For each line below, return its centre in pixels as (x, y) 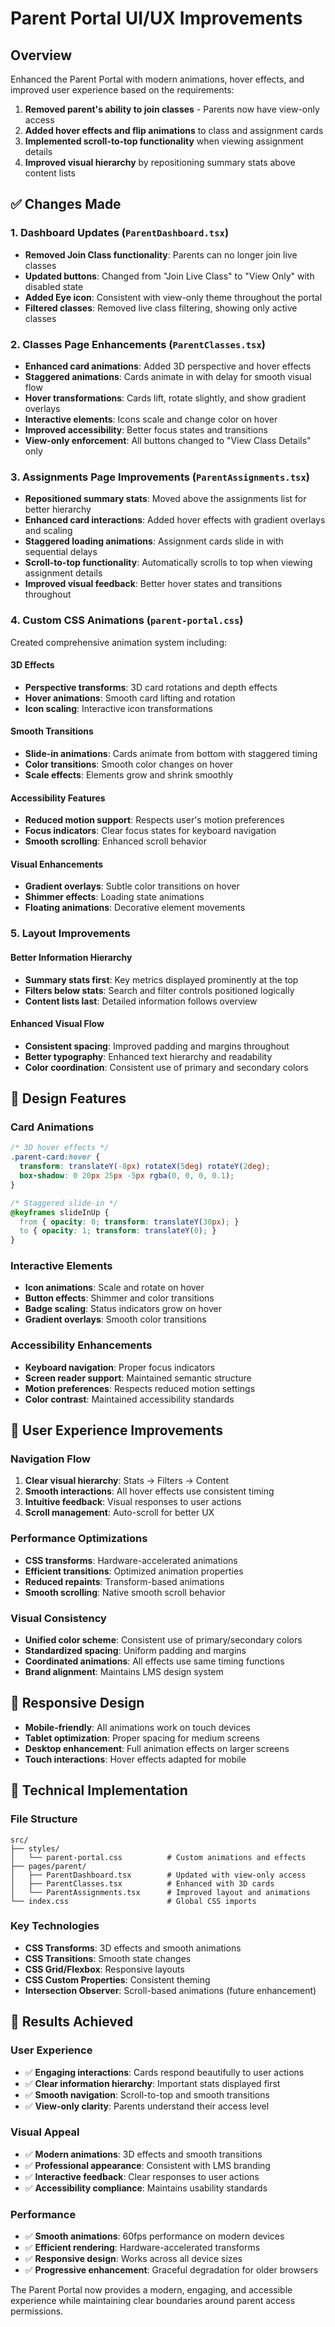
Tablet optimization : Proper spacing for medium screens (142, 1738)
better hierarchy (58, 509)
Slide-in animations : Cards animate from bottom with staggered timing (171, 753)
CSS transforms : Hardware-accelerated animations (131, 1560)
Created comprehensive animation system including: (119, 642)
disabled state (54, 286)
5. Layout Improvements (70, 934)
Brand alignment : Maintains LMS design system (124, 1672)
